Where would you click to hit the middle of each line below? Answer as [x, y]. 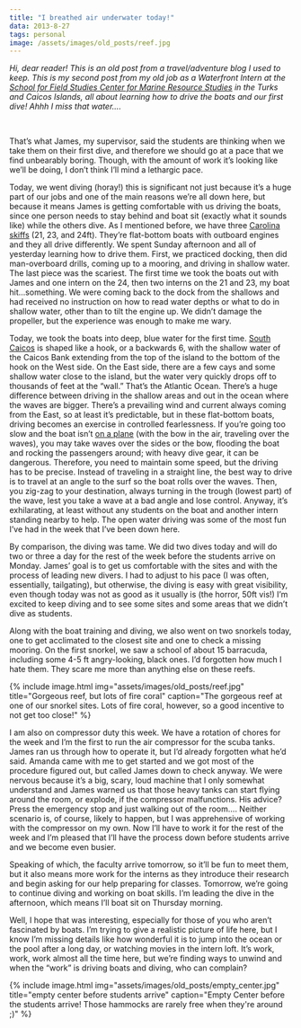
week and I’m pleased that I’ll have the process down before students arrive [150, 837]
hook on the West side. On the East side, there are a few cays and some [142, 367]
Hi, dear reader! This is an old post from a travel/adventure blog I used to [145, 68]
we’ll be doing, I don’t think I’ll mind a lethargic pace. [106, 170]
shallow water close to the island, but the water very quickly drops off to [143, 377]
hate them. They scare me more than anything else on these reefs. [133, 669]
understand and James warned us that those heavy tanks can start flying [145, 790]
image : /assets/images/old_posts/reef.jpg [90, 43]
